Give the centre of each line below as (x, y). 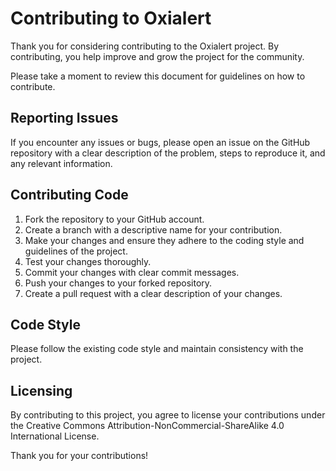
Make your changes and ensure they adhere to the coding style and (164, 240)
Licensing (41, 390)
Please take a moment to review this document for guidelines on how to (158, 76)
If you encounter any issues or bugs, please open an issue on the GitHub (160, 142)
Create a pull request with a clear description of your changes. (153, 293)
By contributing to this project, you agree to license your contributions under (168, 415)
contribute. (33, 86)
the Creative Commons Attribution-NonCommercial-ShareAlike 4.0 (147, 426)
